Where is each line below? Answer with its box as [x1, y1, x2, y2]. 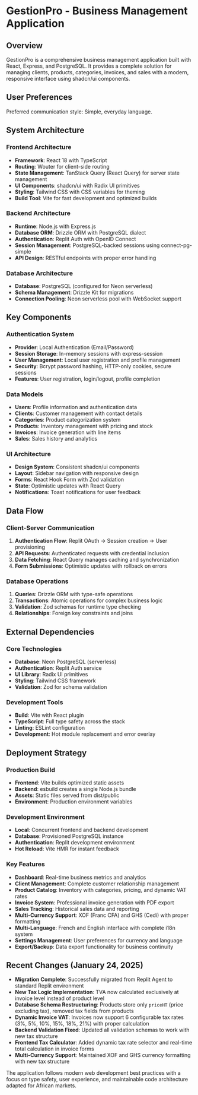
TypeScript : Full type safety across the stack [14, 718, 126, 725]
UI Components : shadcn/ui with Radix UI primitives [14, 182, 140, 189]
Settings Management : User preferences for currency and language [14, 936, 183, 944]
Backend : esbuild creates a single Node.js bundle [14, 786, 136, 793]
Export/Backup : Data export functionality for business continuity [14, 943, 174, 950]
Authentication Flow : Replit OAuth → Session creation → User [14, 537, 168, 545]
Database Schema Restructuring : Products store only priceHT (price [14, 1001, 184, 1008]
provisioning [14, 543, 46, 550]
